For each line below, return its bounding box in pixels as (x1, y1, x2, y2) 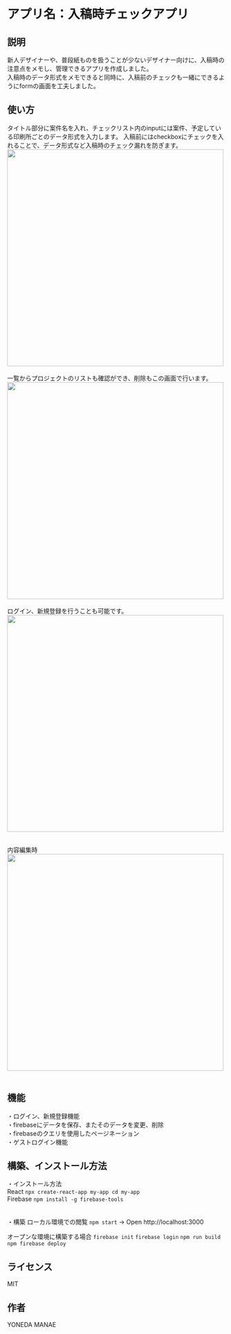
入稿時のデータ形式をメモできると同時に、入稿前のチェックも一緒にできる (7, 74, 219, 81)
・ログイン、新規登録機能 (7, 1111, 80, 1120)
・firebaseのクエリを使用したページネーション (7, 1129, 140, 1138)
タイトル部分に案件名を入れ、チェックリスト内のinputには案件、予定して (7, 123, 216, 132)
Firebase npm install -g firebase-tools (7, 1195, 124, 1204)
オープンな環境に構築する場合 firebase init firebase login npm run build (7, 1233, 221, 1241)
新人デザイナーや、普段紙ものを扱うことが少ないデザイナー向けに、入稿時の (7, 56, 225, 64)
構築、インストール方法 (7, 1160, 107, 1172)
